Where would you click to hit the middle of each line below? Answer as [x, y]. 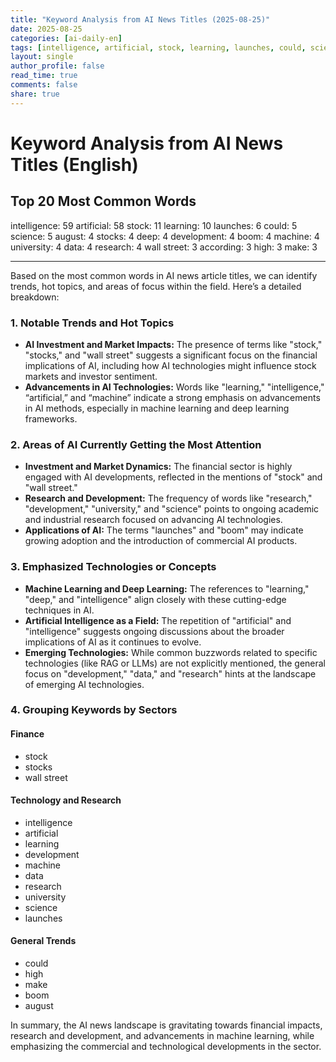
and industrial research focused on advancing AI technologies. [153, 520]
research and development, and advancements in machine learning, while [162, 1036]
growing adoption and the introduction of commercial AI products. [161, 541]
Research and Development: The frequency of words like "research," [168, 498]
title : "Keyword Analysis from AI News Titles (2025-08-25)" [140, 19]
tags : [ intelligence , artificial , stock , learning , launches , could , [158, 47]
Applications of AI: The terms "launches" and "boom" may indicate [164, 530]
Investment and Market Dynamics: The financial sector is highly [158, 467]
